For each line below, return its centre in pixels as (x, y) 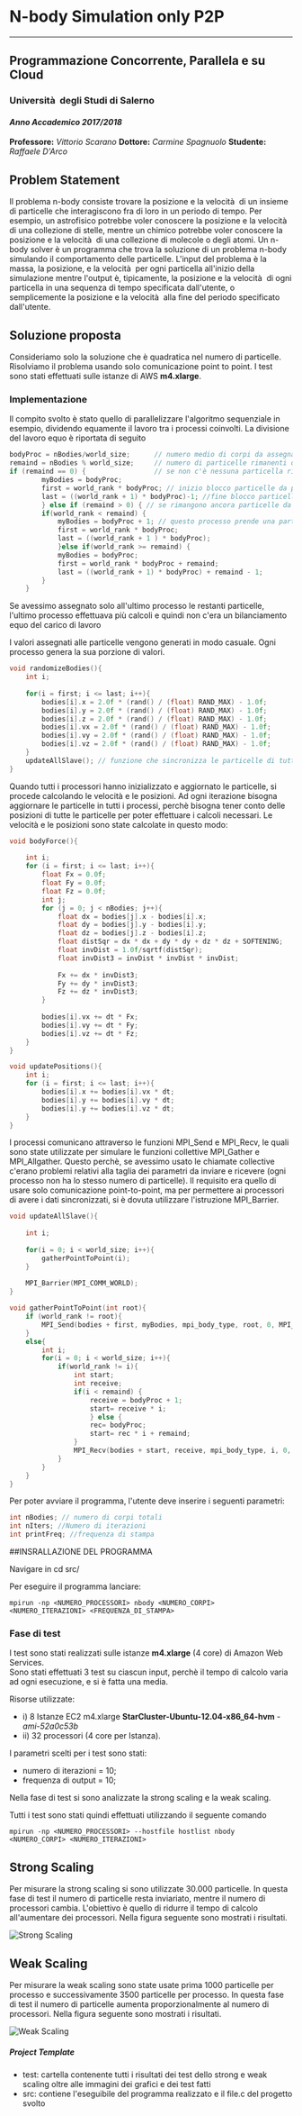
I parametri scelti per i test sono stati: (78, 1753)
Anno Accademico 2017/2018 (66, 122)
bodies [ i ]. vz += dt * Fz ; (90, 1033)
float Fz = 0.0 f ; (74, 891)
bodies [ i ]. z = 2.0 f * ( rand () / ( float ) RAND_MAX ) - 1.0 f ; (155, 719)
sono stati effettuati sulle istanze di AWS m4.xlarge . (106, 377)
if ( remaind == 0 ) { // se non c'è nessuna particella (146, 472)
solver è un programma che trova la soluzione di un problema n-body (159, 250)
